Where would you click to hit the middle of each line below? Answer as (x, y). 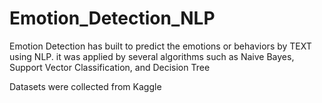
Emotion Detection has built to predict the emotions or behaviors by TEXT (160, 46)
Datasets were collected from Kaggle (85, 86)
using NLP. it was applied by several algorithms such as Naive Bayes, (152, 56)
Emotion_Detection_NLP (112, 18)
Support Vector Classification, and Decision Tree (110, 67)
